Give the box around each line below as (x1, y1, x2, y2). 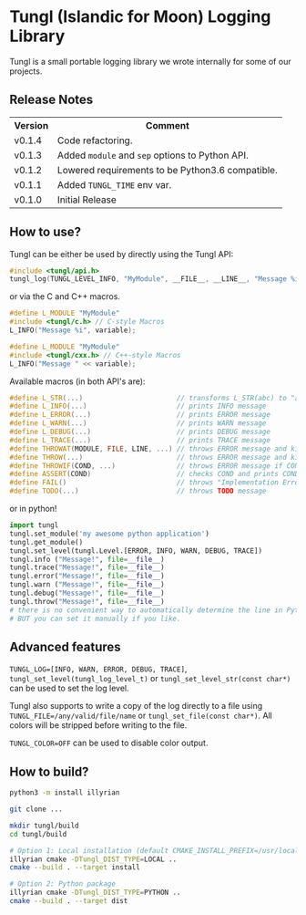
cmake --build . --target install (9, 863, 141, 872)
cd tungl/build (9, 829, 67, 838)
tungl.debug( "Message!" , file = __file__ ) (9, 588, 166, 598)
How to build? (9, 764, 89, 779)
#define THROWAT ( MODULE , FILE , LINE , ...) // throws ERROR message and (9, 444, 287, 453)
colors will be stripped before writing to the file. (9, 720, 188, 731)
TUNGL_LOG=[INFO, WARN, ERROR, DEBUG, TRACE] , (9, 663, 188, 674)
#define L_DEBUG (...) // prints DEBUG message (9, 427, 271, 437)
